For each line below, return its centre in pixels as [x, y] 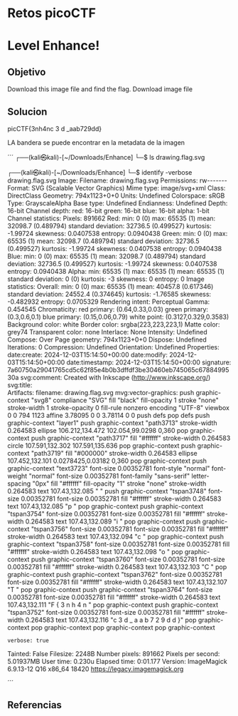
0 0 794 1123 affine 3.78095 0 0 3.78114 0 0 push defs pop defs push [109, 415]
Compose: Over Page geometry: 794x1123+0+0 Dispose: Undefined [107, 339]
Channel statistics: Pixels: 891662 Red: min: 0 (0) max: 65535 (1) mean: [112, 218]
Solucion [27, 112]
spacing [19, 484]
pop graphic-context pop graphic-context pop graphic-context [123, 628]
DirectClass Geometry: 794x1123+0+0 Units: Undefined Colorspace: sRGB [116, 195]
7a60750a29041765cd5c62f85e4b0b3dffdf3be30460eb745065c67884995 [118, 370]
